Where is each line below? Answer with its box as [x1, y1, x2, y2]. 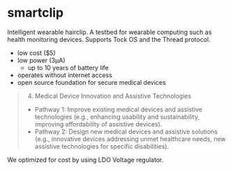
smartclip [7, 5, 64, 21]
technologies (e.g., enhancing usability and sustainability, [34, 113, 200, 121]
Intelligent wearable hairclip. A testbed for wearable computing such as [7, 28, 212, 36]
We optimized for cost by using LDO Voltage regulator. [7, 155, 164, 164]
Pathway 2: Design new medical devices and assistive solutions [34, 127, 218, 136]
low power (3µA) [17, 56, 66, 64]
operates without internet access [17, 71, 113, 79]
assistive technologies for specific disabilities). [34, 142, 170, 150]
